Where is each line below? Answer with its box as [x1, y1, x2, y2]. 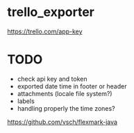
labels [17, 97, 35, 105]
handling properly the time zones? [17, 104, 116, 112]
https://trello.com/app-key [7, 27, 83, 36]
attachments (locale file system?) [17, 89, 112, 97]
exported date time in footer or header [17, 81, 127, 91]
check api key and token [17, 75, 87, 83]
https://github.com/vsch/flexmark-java [7, 118, 118, 126]
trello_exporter [7, 4, 95, 20]
